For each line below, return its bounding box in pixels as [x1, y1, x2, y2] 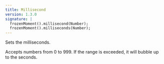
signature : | [5, 16, 33, 21]
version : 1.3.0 [5, 12, 37, 17]
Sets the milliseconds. [5, 39, 51, 45]
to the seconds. [5, 54, 38, 60]
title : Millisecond [5, 7, 46, 12]
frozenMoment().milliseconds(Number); [10, 26, 91, 31]
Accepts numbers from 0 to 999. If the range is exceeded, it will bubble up [5, 49, 159, 55]
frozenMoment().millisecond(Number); [10, 21, 89, 26]
